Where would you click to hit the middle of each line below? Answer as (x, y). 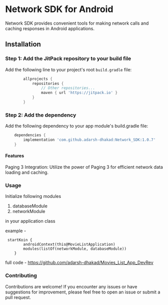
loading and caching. (27, 172)
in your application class (30, 221)
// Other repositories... (68, 88)
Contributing (21, 276)
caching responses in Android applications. (50, 28)
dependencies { (30, 135)
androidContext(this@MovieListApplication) (69, 245)
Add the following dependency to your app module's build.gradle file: (77, 126)
